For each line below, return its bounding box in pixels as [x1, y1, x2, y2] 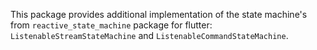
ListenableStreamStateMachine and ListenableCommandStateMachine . [10, 30, 289, 41]
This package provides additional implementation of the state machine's [10, 9, 308, 20]
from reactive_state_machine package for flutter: [10, 19, 213, 31]
